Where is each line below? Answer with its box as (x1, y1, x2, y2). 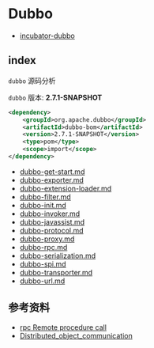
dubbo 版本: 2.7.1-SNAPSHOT (8, 93, 103, 102)
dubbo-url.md (19, 276, 66, 286)
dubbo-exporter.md (19, 175, 85, 184)
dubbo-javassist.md (19, 217, 85, 226)
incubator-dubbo (19, 31, 75, 40)
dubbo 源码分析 (8, 76, 56, 85)
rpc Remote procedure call (19, 322, 107, 332)
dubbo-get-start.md (19, 167, 85, 176)
